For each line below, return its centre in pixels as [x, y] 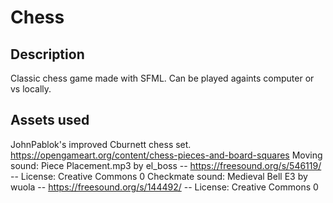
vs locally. [31, 89]
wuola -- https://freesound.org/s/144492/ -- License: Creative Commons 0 [164, 187]
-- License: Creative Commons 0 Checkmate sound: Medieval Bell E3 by [159, 176]
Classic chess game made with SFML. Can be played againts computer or [162, 78]
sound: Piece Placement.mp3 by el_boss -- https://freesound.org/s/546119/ [166, 165]
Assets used [50, 120]
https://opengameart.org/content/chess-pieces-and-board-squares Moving [166, 155]
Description [47, 54]
